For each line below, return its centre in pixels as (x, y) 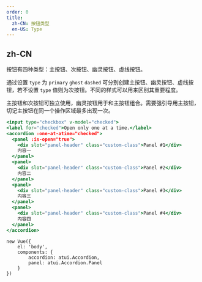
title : (15, 18)
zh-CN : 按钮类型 (31, 23)
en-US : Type (27, 29)
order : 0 (17, 12)
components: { (35, 252)
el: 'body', (32, 247)
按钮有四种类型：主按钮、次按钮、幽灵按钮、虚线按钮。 (76, 69)
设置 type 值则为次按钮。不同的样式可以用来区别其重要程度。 (104, 90)
